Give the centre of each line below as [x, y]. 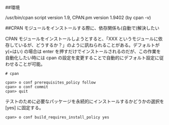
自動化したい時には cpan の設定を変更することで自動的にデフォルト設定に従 [84, 58]
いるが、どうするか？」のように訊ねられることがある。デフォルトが [89, 45]
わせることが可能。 [25, 64]
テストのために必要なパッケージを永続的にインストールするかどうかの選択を [85, 101]
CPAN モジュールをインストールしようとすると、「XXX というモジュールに [82, 39]
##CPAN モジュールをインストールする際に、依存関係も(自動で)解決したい [82, 28]
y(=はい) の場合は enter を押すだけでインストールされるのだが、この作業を [83, 51]
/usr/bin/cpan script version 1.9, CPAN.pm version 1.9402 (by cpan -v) [78, 17]
